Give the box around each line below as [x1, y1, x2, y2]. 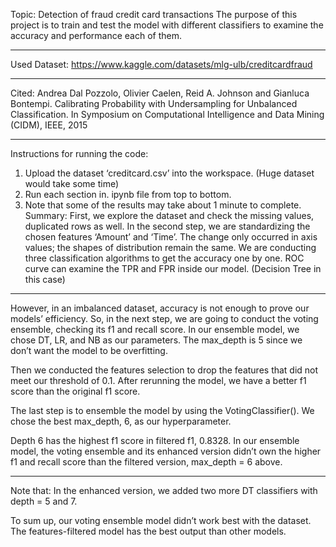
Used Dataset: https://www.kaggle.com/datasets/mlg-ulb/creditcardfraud [10, 59, 313, 70]
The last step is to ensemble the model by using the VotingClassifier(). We [10, 405, 315, 416]
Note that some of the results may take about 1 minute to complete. [24, 199, 302, 211]
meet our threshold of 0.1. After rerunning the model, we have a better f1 [10, 375, 307, 386]
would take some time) [24, 178, 120, 189]
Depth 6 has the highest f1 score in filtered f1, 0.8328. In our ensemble [10, 435, 300, 446]
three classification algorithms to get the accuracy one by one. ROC [24, 252, 305, 264]
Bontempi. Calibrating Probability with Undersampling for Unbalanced [10, 98, 298, 109]
